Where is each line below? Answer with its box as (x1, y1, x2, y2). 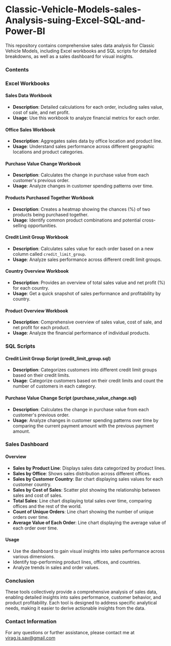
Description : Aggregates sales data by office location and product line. (12, 138, 162, 144)
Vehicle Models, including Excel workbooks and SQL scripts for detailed (5, 48, 157, 54)
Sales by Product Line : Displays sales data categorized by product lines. (12, 465, 166, 471)
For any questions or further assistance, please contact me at (5, 630, 135, 636)
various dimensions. (12, 553, 55, 559)
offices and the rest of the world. (12, 503, 82, 509)
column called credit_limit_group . (12, 251, 86, 257)
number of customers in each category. (12, 383, 96, 389)
